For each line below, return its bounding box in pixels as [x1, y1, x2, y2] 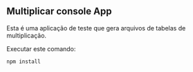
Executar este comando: [6, 44, 76, 53]
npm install [6, 58, 41, 65]
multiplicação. [6, 31, 46, 39]
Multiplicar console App [6, 6, 112, 17]
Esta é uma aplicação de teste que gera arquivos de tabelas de [6, 24, 186, 32]
